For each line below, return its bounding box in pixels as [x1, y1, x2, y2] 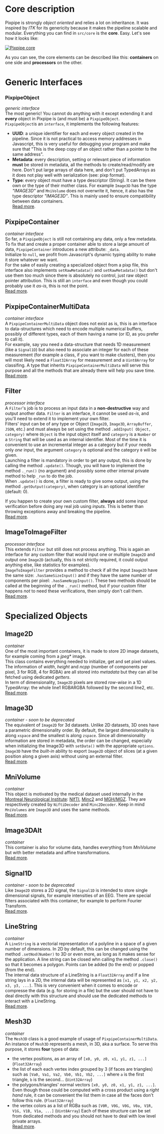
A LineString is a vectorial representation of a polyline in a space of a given [5, 941, 157, 947]
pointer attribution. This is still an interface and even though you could [5, 278, 148, 284]
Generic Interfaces [5, 77, 83, 88]
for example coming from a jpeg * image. [5, 653, 86, 659]
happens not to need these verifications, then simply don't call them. [5, 588, 143, 594]
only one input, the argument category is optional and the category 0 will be [5, 447, 157, 452]
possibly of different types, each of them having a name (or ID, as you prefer [5, 331, 159, 337]
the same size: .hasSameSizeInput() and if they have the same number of [5, 572, 152, 578]
